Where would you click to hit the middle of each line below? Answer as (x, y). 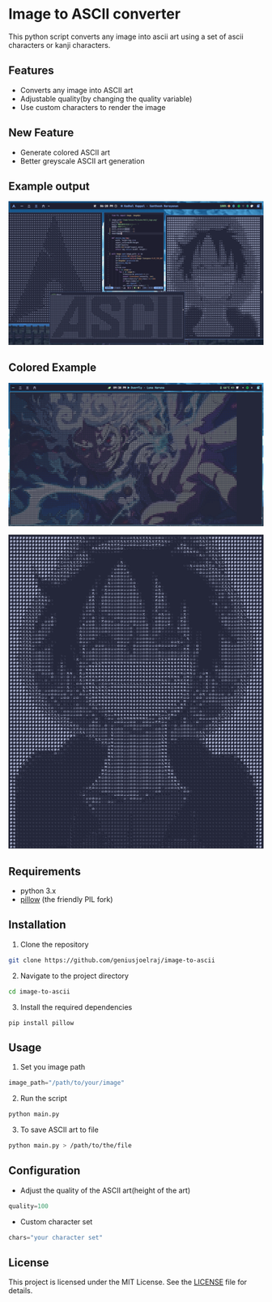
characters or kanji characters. (59, 45)
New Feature (41, 133)
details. (21, 1291)
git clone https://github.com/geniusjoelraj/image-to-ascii (112, 960)
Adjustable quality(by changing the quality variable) (106, 99)
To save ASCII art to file (59, 1130)
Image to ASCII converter (94, 14)
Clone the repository (54, 944)
